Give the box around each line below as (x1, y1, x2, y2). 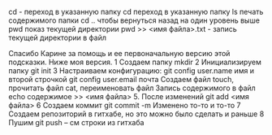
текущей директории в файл (8, 33, 107, 42)
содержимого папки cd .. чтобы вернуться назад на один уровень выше (8, 15, 260, 25)
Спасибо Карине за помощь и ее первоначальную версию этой (8, 49, 231, 58)
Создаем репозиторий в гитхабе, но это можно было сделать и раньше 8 (8, 109, 265, 119)
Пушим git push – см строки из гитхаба (8, 118, 145, 127)
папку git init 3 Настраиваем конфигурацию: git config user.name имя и (8, 66, 254, 76)
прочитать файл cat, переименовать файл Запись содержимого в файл (8, 83, 256, 93)
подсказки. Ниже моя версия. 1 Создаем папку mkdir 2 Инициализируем (8, 57, 261, 67)
